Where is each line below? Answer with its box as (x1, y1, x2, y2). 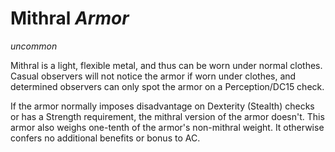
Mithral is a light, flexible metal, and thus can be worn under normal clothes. (10, 59, 323, 71)
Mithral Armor (10, 7, 130, 30)
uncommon (10, 40, 58, 52)
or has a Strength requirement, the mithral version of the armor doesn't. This (10, 110, 325, 122)
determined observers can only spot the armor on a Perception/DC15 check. (10, 80, 325, 92)
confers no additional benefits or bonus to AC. (10, 132, 201, 144)
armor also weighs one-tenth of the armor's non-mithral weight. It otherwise (10, 121, 325, 133)
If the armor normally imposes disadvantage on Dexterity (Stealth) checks (10, 100, 315, 112)
